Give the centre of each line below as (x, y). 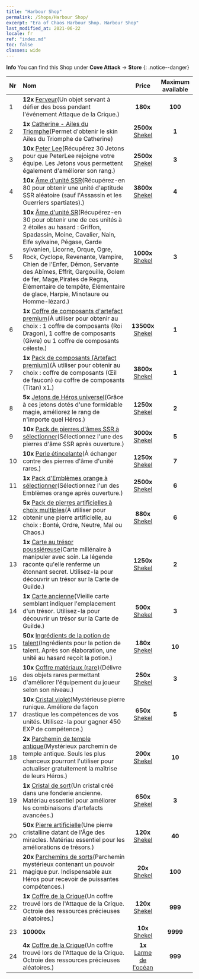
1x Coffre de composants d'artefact (73, 311)
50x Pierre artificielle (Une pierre (68, 825)
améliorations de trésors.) (59, 847)
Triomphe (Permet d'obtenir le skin (70, 131)
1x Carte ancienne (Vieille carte (66, 596)
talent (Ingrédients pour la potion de (72, 643)
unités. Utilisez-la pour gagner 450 (72, 721)
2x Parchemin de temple (57, 738)
